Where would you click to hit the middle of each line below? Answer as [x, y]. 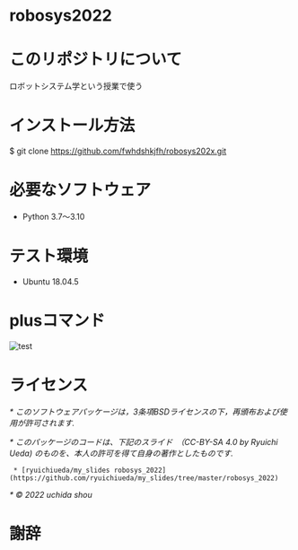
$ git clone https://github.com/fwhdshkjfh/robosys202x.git [118, 151]
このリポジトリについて [96, 60]
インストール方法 [72, 126]
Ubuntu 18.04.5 [50, 281]
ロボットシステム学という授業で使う [76, 86]
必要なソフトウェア [80, 190]
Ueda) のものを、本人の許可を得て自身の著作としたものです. [121, 453]
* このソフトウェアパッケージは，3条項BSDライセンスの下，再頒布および [145, 411]
